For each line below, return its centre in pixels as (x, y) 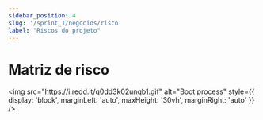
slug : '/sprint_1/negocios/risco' (65, 23)
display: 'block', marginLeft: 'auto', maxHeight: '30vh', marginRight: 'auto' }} (131, 100)
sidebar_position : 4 (42, 15)
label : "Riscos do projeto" (55, 30)
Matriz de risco (59, 70)
